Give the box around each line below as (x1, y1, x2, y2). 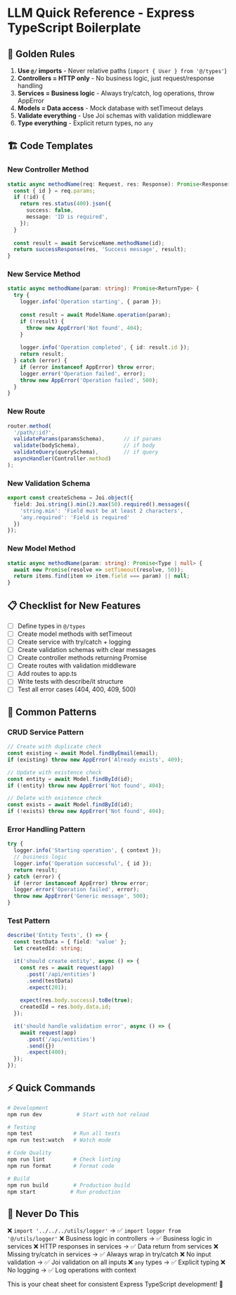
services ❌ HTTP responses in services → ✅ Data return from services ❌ (7, 1242, 219, 1251)
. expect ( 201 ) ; (25, 983, 68, 991)
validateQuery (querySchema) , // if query (13, 449, 159, 456)
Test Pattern (7, 916, 51, 926)
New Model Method (7, 544, 76, 554)
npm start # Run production (7, 1188, 121, 1195)
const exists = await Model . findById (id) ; (7, 801, 133, 808)
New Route (7, 407, 46, 416)
